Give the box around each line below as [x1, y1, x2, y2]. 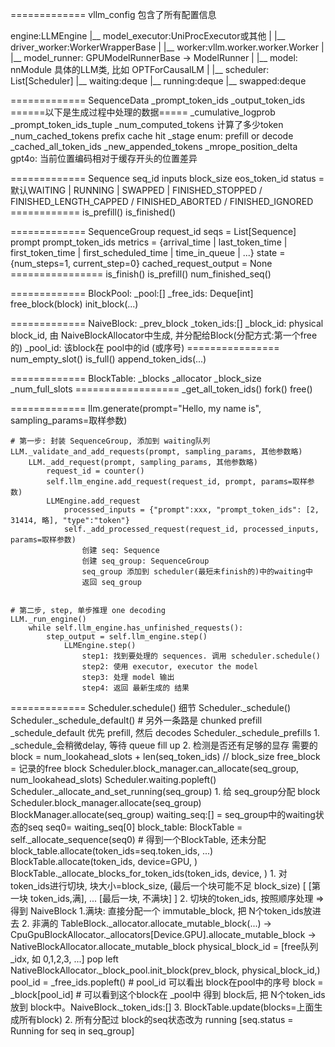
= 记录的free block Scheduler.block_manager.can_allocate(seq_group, [10, 763, 300, 774]
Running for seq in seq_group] [10, 1025, 135, 1037]
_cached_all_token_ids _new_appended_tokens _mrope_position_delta [10, 141, 298, 152]
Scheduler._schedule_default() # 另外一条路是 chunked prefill [10, 714, 263, 726]
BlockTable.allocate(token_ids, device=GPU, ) [10, 856, 198, 867]
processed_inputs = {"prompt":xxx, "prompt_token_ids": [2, [63, 505, 320, 515]
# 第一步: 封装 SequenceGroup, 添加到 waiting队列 [10, 436, 211, 446]
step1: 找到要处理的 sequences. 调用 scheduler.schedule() [81, 651, 322, 661]
